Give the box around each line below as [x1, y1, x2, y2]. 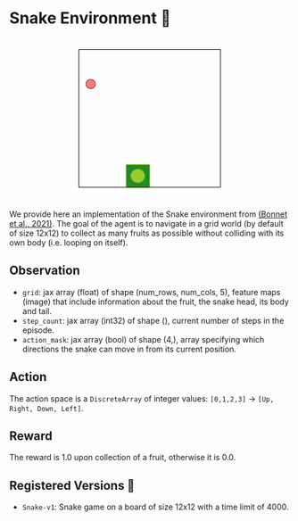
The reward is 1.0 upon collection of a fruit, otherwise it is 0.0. [9, 452, 236, 463]
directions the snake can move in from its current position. [21, 343, 236, 354]
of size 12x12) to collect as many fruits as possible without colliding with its [9, 227, 285, 238]
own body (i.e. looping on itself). [9, 236, 128, 248]
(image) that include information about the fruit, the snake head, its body [21, 296, 290, 307]
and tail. [21, 305, 52, 316]
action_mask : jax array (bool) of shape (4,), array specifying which [21, 334, 265, 344]
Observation [9, 263, 80, 278]
